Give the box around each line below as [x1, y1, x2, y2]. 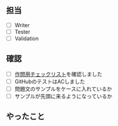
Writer [14, 21, 30, 28]
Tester [14, 28, 31, 35]
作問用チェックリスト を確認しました [14, 70, 103, 78]
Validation [14, 35, 39, 42]
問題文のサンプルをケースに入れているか [14, 85, 113, 92]
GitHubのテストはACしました [14, 78, 85, 85]
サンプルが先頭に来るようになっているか [14, 93, 113, 100]
